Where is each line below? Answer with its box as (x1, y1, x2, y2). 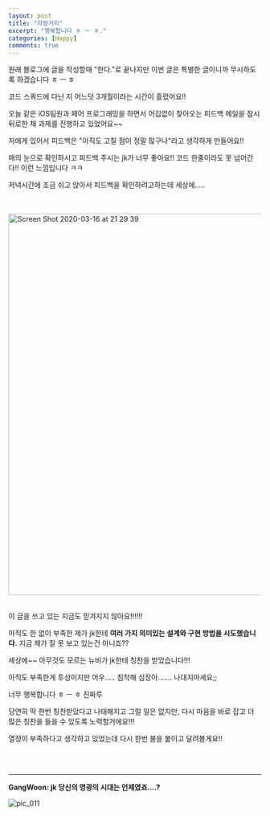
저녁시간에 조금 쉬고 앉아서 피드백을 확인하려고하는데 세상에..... (8, 180, 206, 190)
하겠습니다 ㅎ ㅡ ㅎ (16, 75, 75, 84)
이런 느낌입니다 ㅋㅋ (20, 163, 84, 173)
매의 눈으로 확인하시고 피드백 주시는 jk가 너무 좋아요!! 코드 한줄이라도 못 (8, 153, 232, 163)
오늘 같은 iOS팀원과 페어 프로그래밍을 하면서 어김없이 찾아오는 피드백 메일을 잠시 (8, 109, 260, 119)
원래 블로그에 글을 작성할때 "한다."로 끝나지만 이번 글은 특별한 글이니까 (8, 65, 229, 75)
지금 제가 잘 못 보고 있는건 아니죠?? (18, 639, 129, 648)
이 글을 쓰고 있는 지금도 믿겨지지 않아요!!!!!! (8, 611, 143, 621)
